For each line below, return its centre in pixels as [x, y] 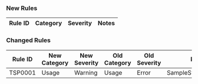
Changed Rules [29, 40]
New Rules [22, 8]
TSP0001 [23, 72]
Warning [86, 72]
